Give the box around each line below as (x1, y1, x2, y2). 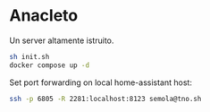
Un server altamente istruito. (9, 35, 114, 46)
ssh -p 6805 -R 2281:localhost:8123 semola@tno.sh (9, 94, 202, 103)
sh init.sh (9, 52, 50, 61)
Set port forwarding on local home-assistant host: (9, 77, 192, 88)
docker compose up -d (9, 60, 90, 70)
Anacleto (9, 5, 79, 26)
